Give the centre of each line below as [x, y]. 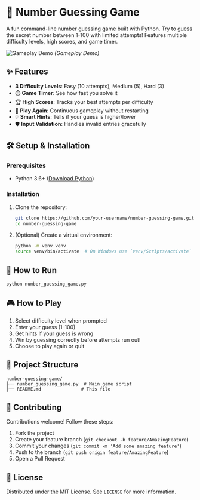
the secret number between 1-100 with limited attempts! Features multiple [97, 35]
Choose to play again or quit [50, 346]
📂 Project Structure [42, 365]
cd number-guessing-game [46, 223]
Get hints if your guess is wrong [54, 333]
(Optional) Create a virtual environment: [64, 235]
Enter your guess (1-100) [45, 327]
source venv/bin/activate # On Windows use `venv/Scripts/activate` [103, 251]
